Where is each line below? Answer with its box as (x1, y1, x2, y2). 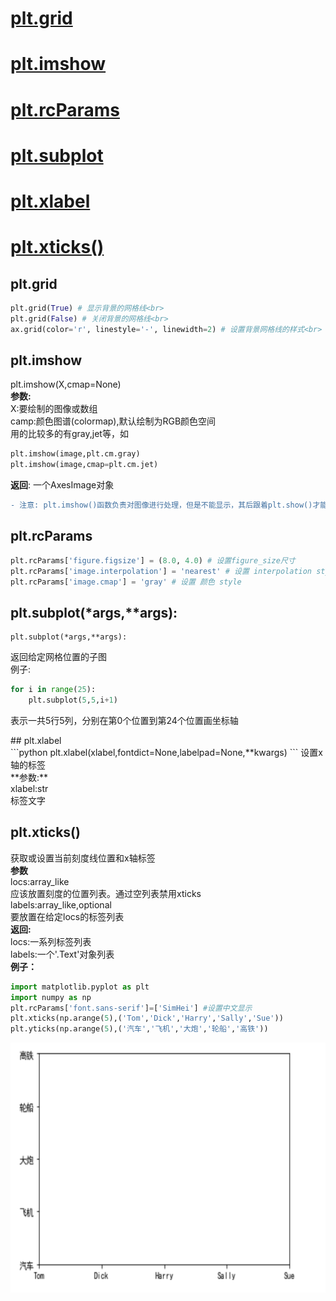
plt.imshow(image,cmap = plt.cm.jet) (10, 460, 159, 470)
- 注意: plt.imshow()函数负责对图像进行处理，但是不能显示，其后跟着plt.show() (10, 500, 313, 511)
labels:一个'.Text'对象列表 (10, 948, 115, 960)
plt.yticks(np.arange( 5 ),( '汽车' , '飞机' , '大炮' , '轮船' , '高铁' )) (10, 1024, 269, 1034)
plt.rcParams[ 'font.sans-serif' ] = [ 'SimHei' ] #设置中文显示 (10, 1003, 253, 1013)
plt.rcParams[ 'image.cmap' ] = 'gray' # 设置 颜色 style (10, 577, 242, 587)
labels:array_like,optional (10, 898, 112, 911)
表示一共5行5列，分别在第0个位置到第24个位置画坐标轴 (10, 715, 239, 726)
